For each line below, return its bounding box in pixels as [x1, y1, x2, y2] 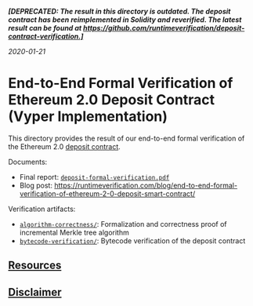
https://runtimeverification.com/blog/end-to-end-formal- [54, 180, 237, 190]
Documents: [8, 157, 48, 166]
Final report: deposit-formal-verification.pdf [19, 172, 170, 181]
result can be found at [8, 24, 82, 32]
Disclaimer [8, 286, 62, 299]
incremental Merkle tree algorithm [19, 228, 129, 237]
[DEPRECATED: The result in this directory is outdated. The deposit [8, 7, 231, 16]
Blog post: [19, 180, 53, 190]
